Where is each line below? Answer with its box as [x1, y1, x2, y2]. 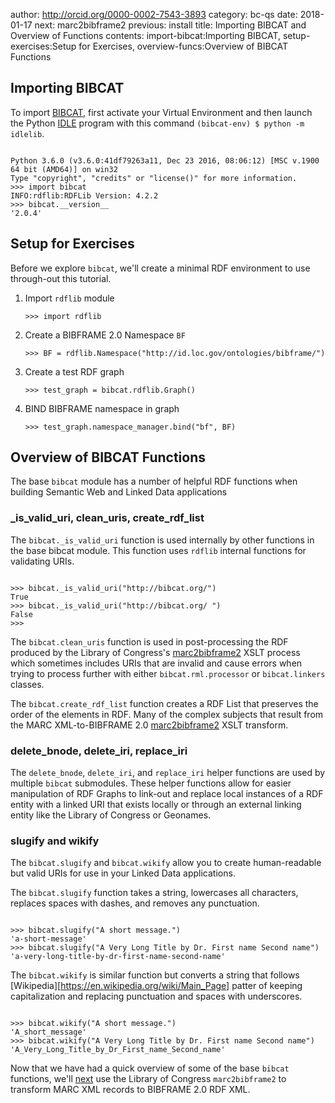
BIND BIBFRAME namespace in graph [24, 402, 180, 414]
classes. [10, 678, 45, 690]
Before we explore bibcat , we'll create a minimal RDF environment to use [10, 262, 311, 274]
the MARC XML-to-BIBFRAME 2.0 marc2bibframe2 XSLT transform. [10, 719, 289, 731]
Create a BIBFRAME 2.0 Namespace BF [24, 329, 186, 341]
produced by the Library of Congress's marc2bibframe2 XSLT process [10, 646, 301, 658]
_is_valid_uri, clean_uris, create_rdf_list [10, 511, 205, 525]
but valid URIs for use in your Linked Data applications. [10, 867, 236, 879]
